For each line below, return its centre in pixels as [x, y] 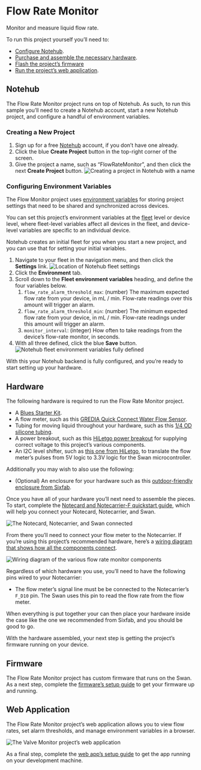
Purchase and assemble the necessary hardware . [76, 57]
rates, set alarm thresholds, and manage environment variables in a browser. [101, 730]
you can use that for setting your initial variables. [67, 249]
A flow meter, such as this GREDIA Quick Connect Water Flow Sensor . [101, 419]
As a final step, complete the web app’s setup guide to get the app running [98, 754]
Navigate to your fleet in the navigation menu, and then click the [94, 260]
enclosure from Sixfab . [43, 487]
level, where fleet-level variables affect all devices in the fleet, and [88, 224]
